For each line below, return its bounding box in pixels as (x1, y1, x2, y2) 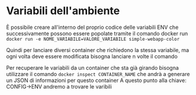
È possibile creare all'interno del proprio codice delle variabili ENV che (6, 24, 179, 31)
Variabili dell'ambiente (6, 4, 120, 18)
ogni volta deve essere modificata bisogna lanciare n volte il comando (6, 53, 178, 60)
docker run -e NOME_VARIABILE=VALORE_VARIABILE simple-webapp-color (6, 36, 180, 42)
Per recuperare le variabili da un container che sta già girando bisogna (6, 64, 179, 71)
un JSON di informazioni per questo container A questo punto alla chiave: (6, 77, 186, 84)
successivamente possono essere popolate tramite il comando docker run (6, 30, 188, 37)
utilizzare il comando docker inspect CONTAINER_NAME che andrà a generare (6, 70, 190, 77)
